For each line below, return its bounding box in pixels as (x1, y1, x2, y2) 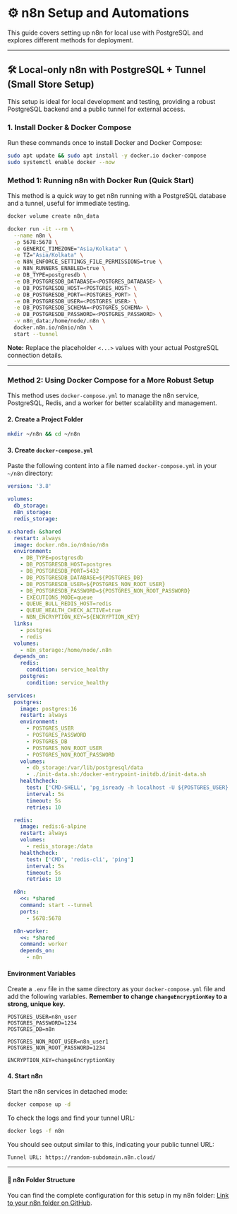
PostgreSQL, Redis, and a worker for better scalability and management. (7, 399, 217, 407)
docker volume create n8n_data (7, 213, 99, 220)
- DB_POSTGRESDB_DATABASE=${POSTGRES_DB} (20, 574, 143, 581)
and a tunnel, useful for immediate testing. (7, 199, 130, 208)
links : (13, 620, 33, 627)
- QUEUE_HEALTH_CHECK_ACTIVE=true (20, 607, 121, 614)
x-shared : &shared (7, 528, 61, 535)
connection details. (7, 351, 63, 359)
